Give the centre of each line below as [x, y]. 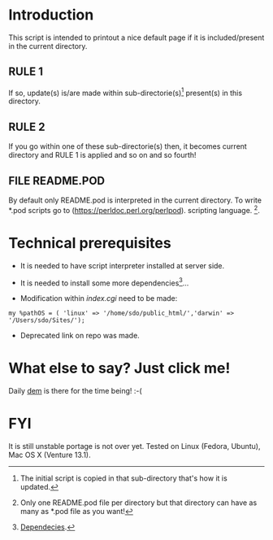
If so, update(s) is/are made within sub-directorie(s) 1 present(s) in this [125, 92]
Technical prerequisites [90, 243]
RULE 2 [27, 126]
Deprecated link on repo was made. [80, 336]
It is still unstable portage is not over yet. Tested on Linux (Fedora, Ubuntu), [134, 446]
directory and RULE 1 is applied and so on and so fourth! [102, 155]
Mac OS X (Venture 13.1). [50, 455]
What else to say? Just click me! [119, 368]
